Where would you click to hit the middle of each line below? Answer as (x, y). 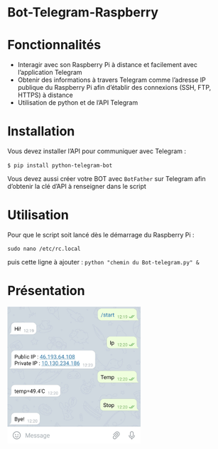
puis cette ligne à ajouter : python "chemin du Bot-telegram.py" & (103, 262)
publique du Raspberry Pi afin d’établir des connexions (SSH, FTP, (114, 88)
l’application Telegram (50, 73)
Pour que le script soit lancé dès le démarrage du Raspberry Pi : (101, 235)
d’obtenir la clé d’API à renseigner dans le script (77, 187)
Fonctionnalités (54, 45)
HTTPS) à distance (45, 95)
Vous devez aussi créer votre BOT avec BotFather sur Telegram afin (107, 179)
